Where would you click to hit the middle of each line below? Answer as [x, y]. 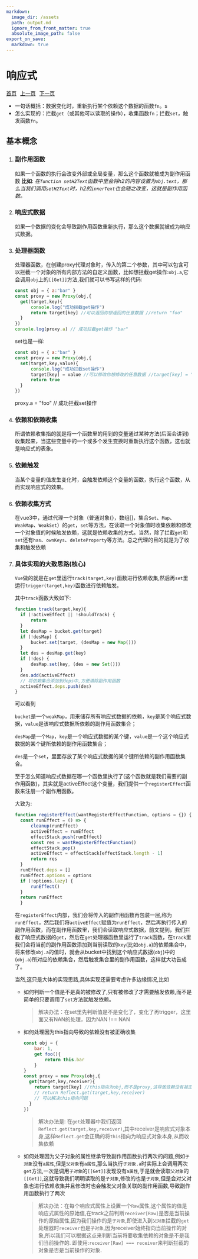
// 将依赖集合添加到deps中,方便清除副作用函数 [70, 681]
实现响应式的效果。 [43, 487]
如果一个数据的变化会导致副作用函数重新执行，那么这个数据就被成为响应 [102, 226]
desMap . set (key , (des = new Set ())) [75, 664]
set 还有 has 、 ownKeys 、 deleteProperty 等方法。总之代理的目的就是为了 [99, 540]
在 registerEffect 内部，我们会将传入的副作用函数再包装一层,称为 [93, 915]
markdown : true [30, 45]
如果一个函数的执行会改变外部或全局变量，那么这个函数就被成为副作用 [100, 173]
